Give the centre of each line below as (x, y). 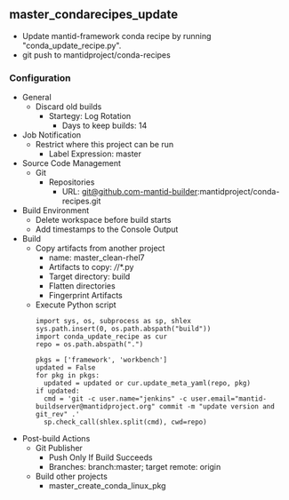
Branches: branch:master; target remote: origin (135, 467)
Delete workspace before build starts (103, 220)
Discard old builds (68, 107)
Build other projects (72, 476)
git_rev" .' (57, 415)
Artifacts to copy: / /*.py (91, 267)
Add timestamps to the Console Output (107, 229)
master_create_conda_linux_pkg (107, 486)
